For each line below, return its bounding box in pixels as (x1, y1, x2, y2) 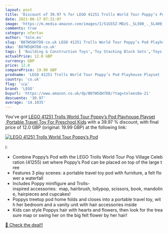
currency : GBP (5, 58, 35, 63)
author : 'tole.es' (5, 35, 43, 40)
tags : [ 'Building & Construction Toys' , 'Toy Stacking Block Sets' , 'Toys (5, 49, 162, 54)
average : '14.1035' (5, 100, 46, 105)
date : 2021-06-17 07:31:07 (5, 16, 61, 21)
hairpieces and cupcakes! (17, 191, 71, 197)
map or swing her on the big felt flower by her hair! (22, 213, 127, 219)
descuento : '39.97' (5, 95, 46, 100)
